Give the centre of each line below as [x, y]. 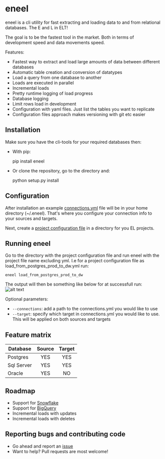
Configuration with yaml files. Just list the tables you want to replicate [83, 109]
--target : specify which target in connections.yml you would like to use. [86, 314]
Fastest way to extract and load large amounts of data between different [86, 61]
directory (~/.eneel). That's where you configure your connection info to [79, 213]
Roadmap [20, 391]
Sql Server [20, 365]
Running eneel [28, 243]
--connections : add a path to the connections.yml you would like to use [85, 309]
